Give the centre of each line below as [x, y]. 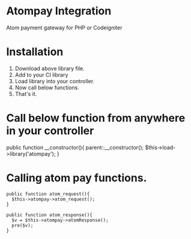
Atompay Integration [59, 11]
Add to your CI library [41, 75]
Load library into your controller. [55, 81]
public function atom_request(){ [48, 194]
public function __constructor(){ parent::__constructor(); [75, 147]
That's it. [26, 93]
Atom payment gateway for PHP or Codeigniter [64, 28]
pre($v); [23, 225]
